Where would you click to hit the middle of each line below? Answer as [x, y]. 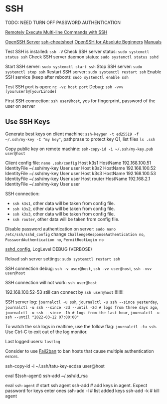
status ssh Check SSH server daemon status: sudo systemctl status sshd [82, 57]
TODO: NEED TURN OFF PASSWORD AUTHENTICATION [63, 22]
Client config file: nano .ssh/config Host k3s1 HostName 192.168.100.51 [78, 163]
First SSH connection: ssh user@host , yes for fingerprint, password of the [80, 101]
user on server [20, 106]
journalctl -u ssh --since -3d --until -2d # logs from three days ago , [82, 307]
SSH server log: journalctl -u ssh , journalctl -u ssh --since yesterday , [82, 302]
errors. [12, 356]
